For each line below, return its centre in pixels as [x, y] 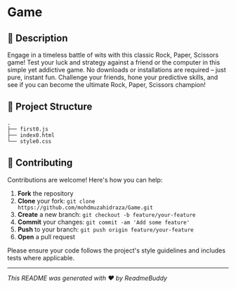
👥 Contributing [40, 163]
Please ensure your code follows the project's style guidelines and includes [117, 250]
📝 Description [38, 38]
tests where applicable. [41, 257]
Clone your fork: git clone [56, 201]
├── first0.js [28, 129]
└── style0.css [29, 141]
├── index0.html [31, 135]
